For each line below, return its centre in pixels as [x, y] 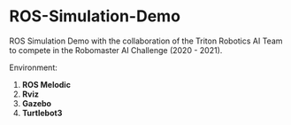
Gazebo [36, 103]
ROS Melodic [46, 84]
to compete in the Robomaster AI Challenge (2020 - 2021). [116, 50]
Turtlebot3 [42, 113]
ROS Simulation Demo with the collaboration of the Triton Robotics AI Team [146, 41]
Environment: [33, 67]
